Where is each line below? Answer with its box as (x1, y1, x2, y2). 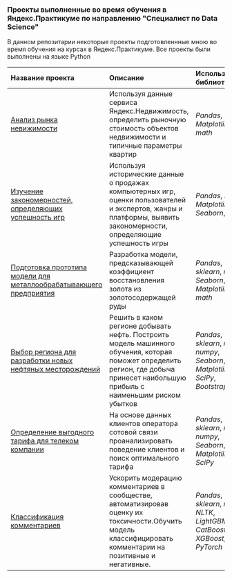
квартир (109, 150, 137, 160)
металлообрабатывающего (10, 280, 103, 289)
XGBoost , (195, 534, 226, 543)
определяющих (10, 204, 64, 213)
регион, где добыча (109, 365, 175, 374)
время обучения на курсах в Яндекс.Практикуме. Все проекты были (7, 45, 211, 53)
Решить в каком (109, 313, 164, 322)
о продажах (109, 178, 150, 188)
